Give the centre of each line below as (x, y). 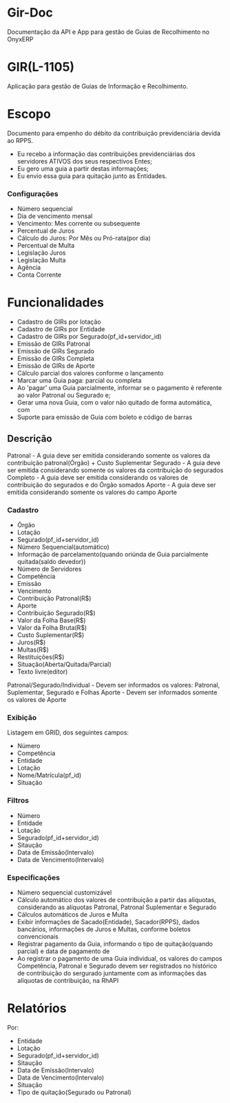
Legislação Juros (41, 253)
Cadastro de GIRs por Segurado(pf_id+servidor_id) (89, 337)
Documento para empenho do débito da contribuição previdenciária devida (114, 133)
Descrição (30, 439)
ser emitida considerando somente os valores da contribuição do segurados (115, 470)
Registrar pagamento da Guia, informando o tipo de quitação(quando (115, 944)
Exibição (22, 718)
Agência (29, 268)
